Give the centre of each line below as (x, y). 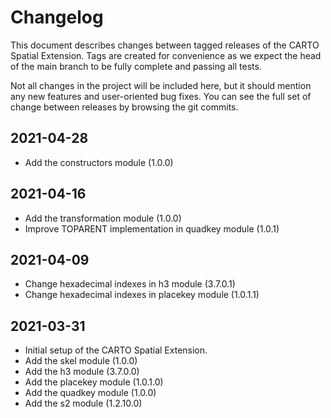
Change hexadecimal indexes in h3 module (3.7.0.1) (130, 284)
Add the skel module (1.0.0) (81, 361)
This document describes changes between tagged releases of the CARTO (165, 45)
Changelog (57, 17)
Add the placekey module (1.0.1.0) (94, 382)
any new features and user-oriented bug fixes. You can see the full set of (161, 96)
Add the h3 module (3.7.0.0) (82, 372)
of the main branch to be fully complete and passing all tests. (136, 66)
